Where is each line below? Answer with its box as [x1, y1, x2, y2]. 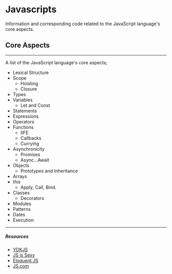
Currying [20, 140, 39, 147]
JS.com [12, 263, 29, 269]
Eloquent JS [12, 257, 38, 263]
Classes [12, 189, 30, 196]
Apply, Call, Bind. [20, 184, 57, 190]
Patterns [12, 206, 31, 212]
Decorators [20, 195, 45, 201]
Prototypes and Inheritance [20, 168, 78, 174]
